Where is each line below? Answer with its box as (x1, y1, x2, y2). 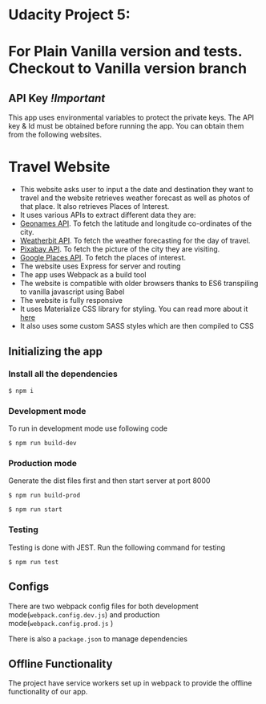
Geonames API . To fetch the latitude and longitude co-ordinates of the (19, 219, 252, 228)
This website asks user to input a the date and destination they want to (19, 185, 254, 194)
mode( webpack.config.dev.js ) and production (8, 609, 160, 620)
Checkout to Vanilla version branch (8, 59, 247, 78)
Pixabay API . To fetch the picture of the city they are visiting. (19, 244, 220, 254)
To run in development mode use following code (8, 424, 168, 433)
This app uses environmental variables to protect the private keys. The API (8, 113, 255, 122)
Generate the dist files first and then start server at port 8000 (8, 476, 211, 485)
